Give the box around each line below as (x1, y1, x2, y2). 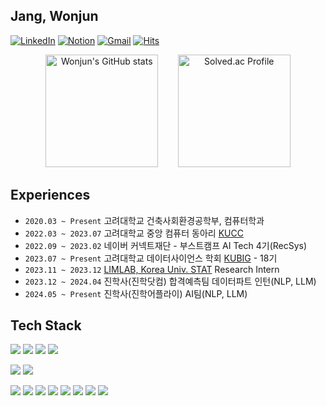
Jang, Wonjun (10, 8, 99, 25)
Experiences (10, 187, 91, 204)
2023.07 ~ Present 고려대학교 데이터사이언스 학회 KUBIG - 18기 (24, 252, 278, 264)
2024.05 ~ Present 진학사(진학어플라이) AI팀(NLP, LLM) (24, 287, 248, 299)
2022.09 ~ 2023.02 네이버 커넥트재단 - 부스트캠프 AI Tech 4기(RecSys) (24, 239, 308, 251)
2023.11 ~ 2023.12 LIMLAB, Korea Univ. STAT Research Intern (24, 263, 280, 275)
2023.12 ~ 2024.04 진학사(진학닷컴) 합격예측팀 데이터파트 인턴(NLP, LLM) (24, 275, 317, 287)
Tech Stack (10, 317, 82, 334)
